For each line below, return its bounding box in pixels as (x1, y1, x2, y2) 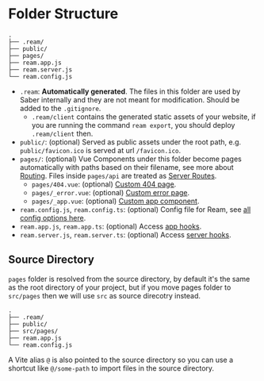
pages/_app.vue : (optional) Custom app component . (31, 196, 200, 206)
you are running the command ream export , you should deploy (31, 120, 235, 129)
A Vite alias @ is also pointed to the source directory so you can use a (8, 355, 234, 364)
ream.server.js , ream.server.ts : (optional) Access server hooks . (19, 229, 231, 239)
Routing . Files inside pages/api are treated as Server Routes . (19, 171, 217, 180)
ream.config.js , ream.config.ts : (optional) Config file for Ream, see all (19, 204, 251, 214)
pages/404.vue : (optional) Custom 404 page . (31, 179, 177, 189)
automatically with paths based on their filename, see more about (19, 162, 234, 171)
